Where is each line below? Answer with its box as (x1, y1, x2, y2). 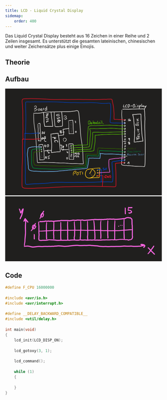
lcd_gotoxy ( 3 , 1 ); (14, 348, 52, 353)
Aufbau (5, 75, 29, 83)
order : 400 (14, 18, 37, 23)
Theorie (5, 58, 30, 66)
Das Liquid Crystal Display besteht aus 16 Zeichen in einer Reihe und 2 (5, 33, 150, 39)
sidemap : (5, 13, 23, 18)
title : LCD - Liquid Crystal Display (5, 8, 83, 13)
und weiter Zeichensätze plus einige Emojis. (5, 43, 95, 49)
